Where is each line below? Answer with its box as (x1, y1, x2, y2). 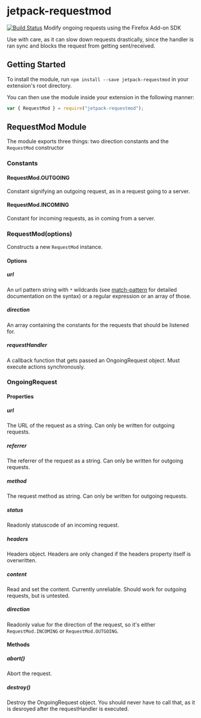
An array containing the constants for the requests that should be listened (7, 321, 190, 328)
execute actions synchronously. (7, 363, 86, 370)
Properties (7, 393, 34, 400)
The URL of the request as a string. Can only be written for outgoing (7, 422, 175, 429)
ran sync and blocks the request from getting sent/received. (7, 42, 155, 49)
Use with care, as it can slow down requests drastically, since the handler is (7, 35, 194, 43)
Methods (7, 641, 30, 648)
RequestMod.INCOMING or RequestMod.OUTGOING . (7, 627, 119, 634)
